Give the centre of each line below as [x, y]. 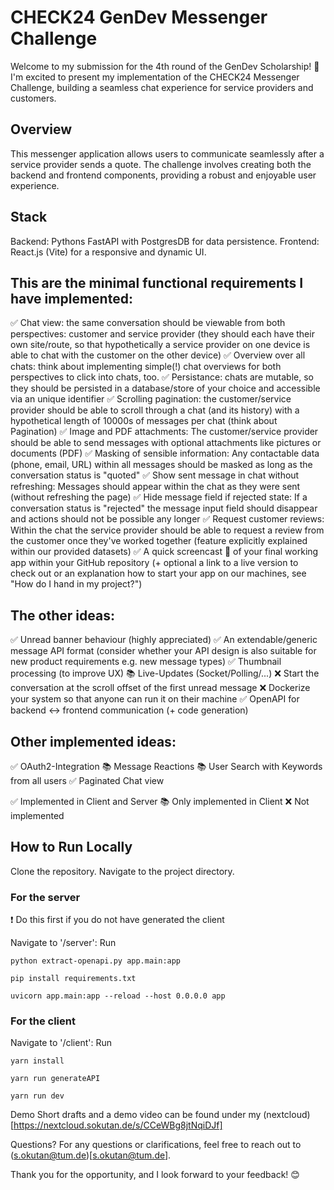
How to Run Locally [71, 847]
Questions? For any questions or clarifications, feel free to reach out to [156, 1145]
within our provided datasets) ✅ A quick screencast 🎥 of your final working [164, 552]
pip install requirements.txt [73, 979]
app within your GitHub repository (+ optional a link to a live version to [154, 563]
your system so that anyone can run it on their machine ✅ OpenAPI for [155, 699]
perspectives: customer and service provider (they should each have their [162, 334]
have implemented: [71, 298]
